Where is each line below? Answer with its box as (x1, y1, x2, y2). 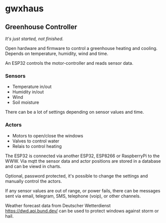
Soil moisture (12, 99, 40, 105)
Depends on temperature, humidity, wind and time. (5, 50, 109, 56)
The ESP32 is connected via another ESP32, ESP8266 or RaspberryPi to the (5, 153, 160, 159)
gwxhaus (5, 3, 44, 14)
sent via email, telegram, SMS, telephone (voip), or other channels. (5, 193, 141, 199)
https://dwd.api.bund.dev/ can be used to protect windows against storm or (5, 208, 159, 214)
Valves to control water (12, 138, 60, 144)
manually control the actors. (5, 178, 62, 184)
